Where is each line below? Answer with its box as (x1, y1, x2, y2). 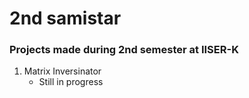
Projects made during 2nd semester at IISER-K (9, 43, 239, 57)
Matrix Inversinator (23, 65, 102, 77)
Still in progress (38, 76, 104, 88)
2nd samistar (9, 7, 122, 30)
